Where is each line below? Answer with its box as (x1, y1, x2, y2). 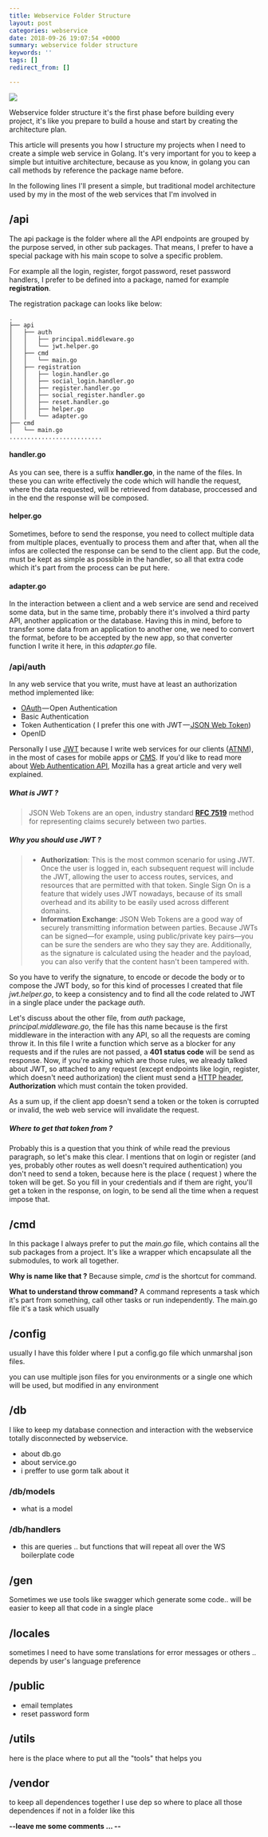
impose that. (9, 1195, 50, 1204)
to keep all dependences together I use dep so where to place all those (9, 1798, 242, 1807)
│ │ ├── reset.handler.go (9, 398, 110, 406)
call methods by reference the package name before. (9, 165, 184, 175)
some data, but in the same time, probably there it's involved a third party (9, 608, 250, 617)
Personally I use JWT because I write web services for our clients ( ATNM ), (9, 744, 254, 754)
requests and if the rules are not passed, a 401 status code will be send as (9, 1047, 255, 1057)
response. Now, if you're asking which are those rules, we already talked (9, 1056, 248, 1065)
